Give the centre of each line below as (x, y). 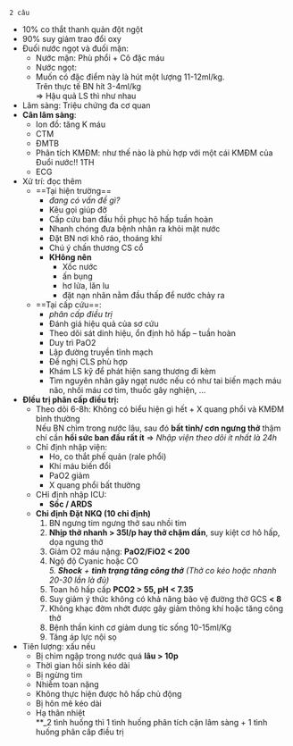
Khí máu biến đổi (80, 466)
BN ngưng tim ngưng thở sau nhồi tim (117, 523)
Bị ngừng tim (59, 675)
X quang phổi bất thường (95, 485)
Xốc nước (80, 267)
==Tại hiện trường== (73, 191)
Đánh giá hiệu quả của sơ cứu (104, 323)
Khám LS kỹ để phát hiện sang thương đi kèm (132, 371)
